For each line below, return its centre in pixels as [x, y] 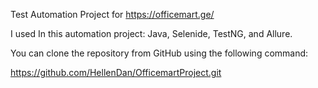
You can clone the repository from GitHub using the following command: [159, 53]
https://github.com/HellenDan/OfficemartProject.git [116, 72]
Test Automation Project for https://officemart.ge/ [112, 14]
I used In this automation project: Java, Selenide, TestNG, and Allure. [151, 33]
